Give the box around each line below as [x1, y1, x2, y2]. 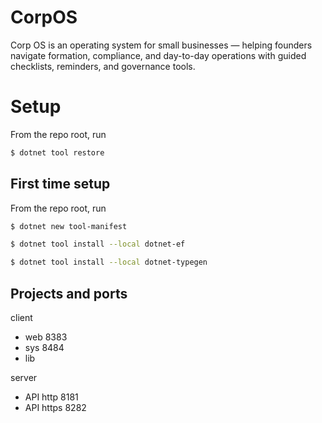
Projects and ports [10, 285, 128, 302]
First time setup [10, 176, 111, 193]
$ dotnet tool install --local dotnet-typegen [10, 257, 208, 268]
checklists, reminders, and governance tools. [10, 60, 196, 72]
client [10, 312, 33, 323]
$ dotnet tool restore [10, 147, 105, 158]
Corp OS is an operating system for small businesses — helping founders [10, 39, 313, 51]
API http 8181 [24, 391, 79, 403]
